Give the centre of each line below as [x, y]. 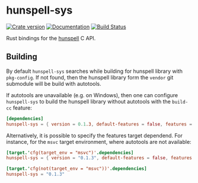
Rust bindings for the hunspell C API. [51, 38]
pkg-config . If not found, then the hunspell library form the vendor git [90, 77]
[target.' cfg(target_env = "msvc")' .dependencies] [70, 152]
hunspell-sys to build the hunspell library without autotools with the [88, 101]
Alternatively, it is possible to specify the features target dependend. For [94, 135]
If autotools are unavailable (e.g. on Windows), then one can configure [92, 95]
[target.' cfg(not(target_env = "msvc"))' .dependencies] [76, 169]
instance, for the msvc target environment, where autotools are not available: [99, 142]
